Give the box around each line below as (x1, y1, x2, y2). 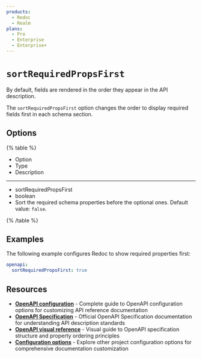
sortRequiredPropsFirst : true (11, 268, 87, 274)
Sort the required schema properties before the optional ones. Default (14, 198, 188, 206)
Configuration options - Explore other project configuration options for (14, 339, 192, 345)
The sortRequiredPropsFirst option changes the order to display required (6, 104, 188, 111)
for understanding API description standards (14, 319, 125, 326)
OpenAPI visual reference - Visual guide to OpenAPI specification (14, 326, 180, 333)
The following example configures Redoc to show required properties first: (6, 250, 191, 257)
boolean (14, 192, 35, 199)
